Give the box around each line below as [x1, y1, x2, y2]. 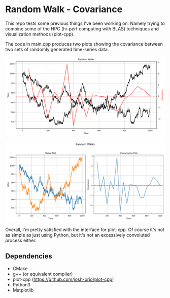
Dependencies [5, 252, 52, 260]
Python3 [12, 281, 30, 287]
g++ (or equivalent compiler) [12, 271, 73, 277]
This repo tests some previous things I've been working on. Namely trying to [5, 20, 165, 26]
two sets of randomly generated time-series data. [5, 46, 109, 52]
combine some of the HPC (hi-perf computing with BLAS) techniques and [5, 25, 159, 31]
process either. [5, 237, 37, 243]
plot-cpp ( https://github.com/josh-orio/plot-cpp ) [12, 276, 114, 282]
